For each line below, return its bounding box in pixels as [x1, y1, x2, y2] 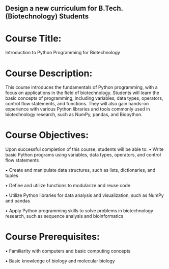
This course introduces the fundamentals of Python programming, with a [5, 84, 158, 91]
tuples [5, 172, 19, 178]
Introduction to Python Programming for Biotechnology [5, 50, 121, 56]
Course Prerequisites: [5, 231, 100, 242]
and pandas [5, 198, 31, 204]
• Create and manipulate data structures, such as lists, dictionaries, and [5, 167, 156, 173]
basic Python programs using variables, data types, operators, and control [5, 152, 161, 158]
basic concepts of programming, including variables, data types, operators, [5, 95, 163, 101]
